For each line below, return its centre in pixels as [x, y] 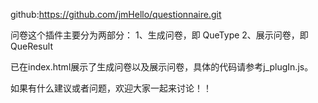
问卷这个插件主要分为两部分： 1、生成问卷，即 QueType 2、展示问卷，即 [159, 35]
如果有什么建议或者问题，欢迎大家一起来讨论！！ [111, 88]
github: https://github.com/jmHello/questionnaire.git [116, 14]
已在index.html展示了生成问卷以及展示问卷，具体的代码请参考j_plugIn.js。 [162, 67]
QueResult [31, 46]
